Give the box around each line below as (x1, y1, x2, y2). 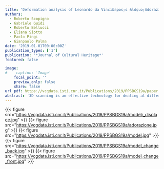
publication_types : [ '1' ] (5, 48, 58, 53)
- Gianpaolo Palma (9, 39, 47, 44)
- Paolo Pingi (9, 35, 38, 40)
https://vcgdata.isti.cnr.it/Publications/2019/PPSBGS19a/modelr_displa (16, 112, 158, 118)
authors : (5, 12, 23, 17)
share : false (14, 84, 41, 89)
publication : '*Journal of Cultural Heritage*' (5, 52, 104, 58)
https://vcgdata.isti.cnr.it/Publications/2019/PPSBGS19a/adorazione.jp (16, 122, 157, 128)
